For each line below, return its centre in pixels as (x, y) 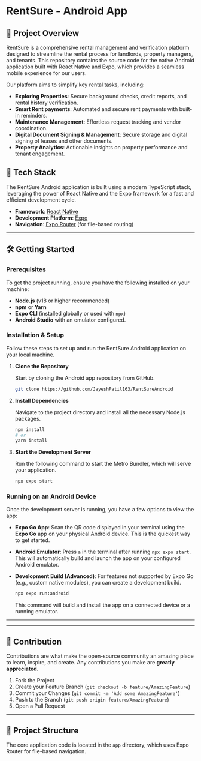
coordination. (31, 128)
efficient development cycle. (41, 200)
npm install (30, 429)
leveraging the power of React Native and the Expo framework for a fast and (100, 193)
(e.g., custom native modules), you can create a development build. (98, 583)
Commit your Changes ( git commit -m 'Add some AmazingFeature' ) (98, 693)
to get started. (32, 540)
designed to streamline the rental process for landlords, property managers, (100, 54)
